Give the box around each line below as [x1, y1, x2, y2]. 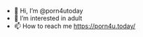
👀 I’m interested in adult [13, 14, 83, 22]
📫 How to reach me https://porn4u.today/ [13, 22, 136, 30]
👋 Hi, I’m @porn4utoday [13, 7, 83, 15]
